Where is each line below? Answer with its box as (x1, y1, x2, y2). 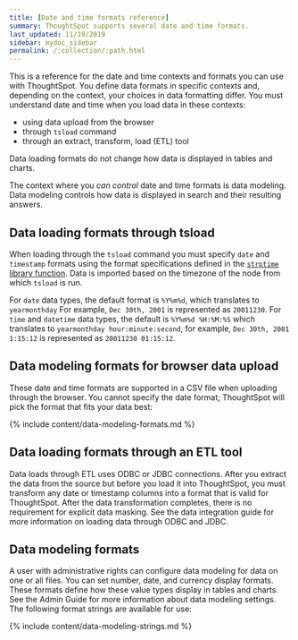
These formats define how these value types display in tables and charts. (9, 585, 279, 595)
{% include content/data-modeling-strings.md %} (9, 621, 193, 632)
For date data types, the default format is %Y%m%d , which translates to (9, 294, 261, 305)
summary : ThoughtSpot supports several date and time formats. (9, 21, 250, 30)
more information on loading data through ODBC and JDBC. (9, 516, 229, 526)
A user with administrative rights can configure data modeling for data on (9, 566, 278, 576)
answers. (9, 199, 43, 210)
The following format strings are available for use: (9, 603, 192, 614)
